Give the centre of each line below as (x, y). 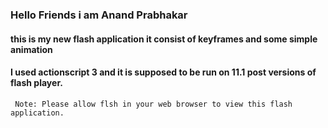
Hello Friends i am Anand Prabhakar (99, 15)
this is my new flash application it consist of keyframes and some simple (164, 39)
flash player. (36, 83)
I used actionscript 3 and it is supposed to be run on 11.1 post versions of (163, 72)
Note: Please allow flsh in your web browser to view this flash (153, 104)
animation (31, 49)
